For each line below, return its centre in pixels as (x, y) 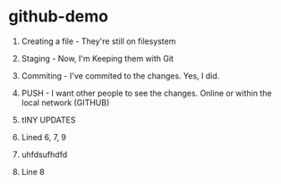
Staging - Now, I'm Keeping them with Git (97, 58)
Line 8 (33, 171)
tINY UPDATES (49, 120)
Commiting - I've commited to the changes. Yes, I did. (120, 75)
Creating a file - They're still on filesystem (98, 41)
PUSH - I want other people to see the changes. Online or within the (146, 93)
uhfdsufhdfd (44, 155)
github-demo (59, 17)
